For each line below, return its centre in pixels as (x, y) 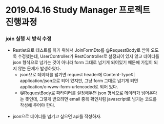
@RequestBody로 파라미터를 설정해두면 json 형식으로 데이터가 (80, 93)
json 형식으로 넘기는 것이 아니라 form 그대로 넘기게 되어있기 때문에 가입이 (83, 62)
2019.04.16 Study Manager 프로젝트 (78, 10)
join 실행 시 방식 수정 (29, 39)
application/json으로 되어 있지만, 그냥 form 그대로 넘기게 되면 (79, 81)
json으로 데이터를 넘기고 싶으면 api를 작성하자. (57, 116)
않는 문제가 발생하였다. (40, 68)
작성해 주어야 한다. (38, 105)
